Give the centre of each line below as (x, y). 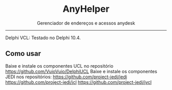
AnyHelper (86, 9)
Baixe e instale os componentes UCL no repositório (59, 66)
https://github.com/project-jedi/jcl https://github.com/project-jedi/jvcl (79, 82)
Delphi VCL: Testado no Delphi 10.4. (43, 38)
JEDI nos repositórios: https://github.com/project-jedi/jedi (66, 77)
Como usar (23, 54)
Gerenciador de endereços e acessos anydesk (86, 23)
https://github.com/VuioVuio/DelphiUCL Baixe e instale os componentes (81, 71)
